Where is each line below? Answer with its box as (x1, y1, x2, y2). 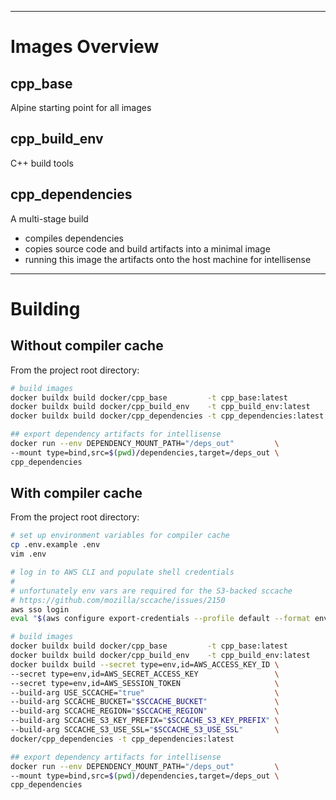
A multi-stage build (10, 212, 89, 225)
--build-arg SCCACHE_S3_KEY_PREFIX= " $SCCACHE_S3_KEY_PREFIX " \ (10, 716, 280, 726)
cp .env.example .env (10, 540, 101, 550)
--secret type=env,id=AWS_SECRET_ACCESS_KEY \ (10, 669, 280, 679)
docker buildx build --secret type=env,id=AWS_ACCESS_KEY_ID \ (10, 659, 280, 670)
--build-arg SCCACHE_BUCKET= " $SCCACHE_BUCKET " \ (10, 697, 280, 707)
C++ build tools (10, 157, 74, 169)
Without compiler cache (10, 337, 164, 355)
